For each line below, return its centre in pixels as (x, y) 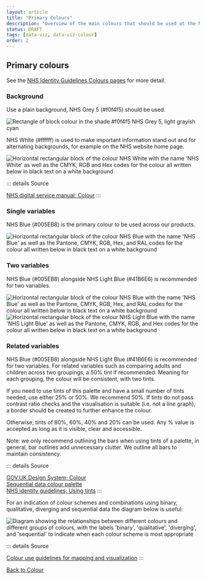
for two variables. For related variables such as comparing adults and (94, 366)
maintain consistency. (34, 454)
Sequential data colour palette (44, 484)
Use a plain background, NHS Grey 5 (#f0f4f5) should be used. (86, 110)
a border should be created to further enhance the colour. (79, 410)
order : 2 (17, 41)
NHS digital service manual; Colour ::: (54, 195)
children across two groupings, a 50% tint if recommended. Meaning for (97, 372)
